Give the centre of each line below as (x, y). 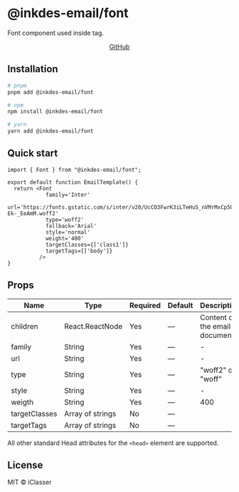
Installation (33, 69)
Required (145, 305)
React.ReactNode (93, 326)
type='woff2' (64, 220)
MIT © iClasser (30, 482)
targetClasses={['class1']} (87, 245)
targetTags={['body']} (79, 251)
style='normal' (68, 232)
